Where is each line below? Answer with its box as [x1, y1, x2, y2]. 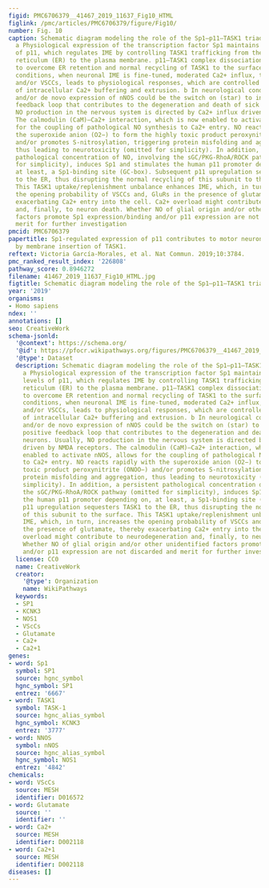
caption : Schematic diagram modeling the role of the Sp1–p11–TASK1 [8, 34, 242, 42]
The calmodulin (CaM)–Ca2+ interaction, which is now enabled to [15, 116, 239, 124]
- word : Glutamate [8, 801, 70, 809]
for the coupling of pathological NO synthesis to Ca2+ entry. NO [15, 123, 242, 131]
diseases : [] [8, 868, 52, 876]
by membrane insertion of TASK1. [15, 243, 127, 251]
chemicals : [8, 771, 45, 779]
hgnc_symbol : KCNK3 [15, 719, 81, 727]
